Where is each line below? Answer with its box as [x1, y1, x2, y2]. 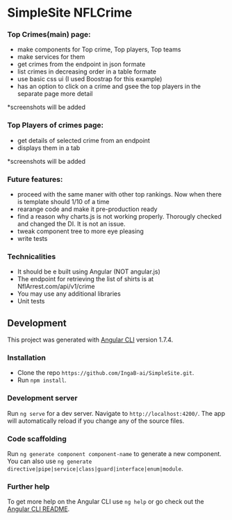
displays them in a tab [17, 144, 81, 152]
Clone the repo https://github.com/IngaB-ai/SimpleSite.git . [17, 369, 194, 377]
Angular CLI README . [7, 505, 70, 513]
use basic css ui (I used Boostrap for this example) [17, 75, 163, 83]
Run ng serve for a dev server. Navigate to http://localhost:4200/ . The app [7, 409, 226, 417]
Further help [7, 482, 50, 491]
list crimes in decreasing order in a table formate [17, 67, 156, 76]
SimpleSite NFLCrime [7, 5, 133, 21]
